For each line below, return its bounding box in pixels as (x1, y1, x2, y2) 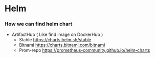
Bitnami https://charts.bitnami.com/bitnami (19, 42, 105, 48)
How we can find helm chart (4, 21, 73, 28)
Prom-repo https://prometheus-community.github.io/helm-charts (19, 47, 150, 53)
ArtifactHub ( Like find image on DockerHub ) (11, 31, 103, 37)
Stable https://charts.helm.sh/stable (19, 37, 91, 43)
